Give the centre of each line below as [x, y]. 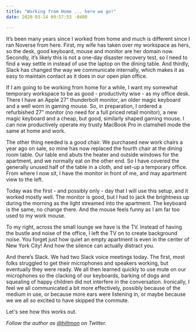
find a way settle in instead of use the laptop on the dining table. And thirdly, [98, 63]
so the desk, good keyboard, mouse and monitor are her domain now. [90, 51]
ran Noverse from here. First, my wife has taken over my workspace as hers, [98, 45]
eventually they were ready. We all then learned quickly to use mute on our [96, 269]
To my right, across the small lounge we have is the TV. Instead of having [94, 227]
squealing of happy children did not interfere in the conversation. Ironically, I [98, 282]
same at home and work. [36, 131]
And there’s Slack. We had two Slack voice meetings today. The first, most [96, 257]
